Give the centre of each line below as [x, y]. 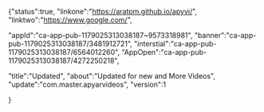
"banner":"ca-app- [225, 35]
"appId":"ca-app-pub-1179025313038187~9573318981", [100, 35]
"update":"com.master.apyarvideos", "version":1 [87, 84]
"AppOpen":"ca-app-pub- [164, 52]
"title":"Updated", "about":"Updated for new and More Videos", [112, 76]
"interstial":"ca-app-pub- [175, 44]
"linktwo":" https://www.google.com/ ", [71, 20]
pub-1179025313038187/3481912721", [71, 44]
